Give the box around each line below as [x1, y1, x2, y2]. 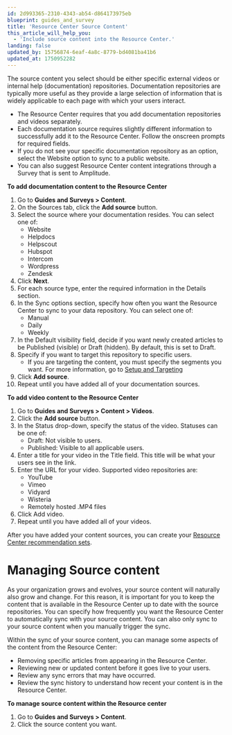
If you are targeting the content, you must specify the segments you [27, 358, 222, 366]
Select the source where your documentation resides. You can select [17, 210, 215, 218]
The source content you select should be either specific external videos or [7, 74, 220, 83]
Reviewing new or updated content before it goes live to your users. [17, 664, 211, 672]
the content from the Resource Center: [7, 643, 118, 651]
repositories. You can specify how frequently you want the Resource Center [7, 607, 224, 616]
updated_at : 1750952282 [7, 55, 76, 62]
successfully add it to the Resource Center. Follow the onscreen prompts [17, 132, 225, 140]
